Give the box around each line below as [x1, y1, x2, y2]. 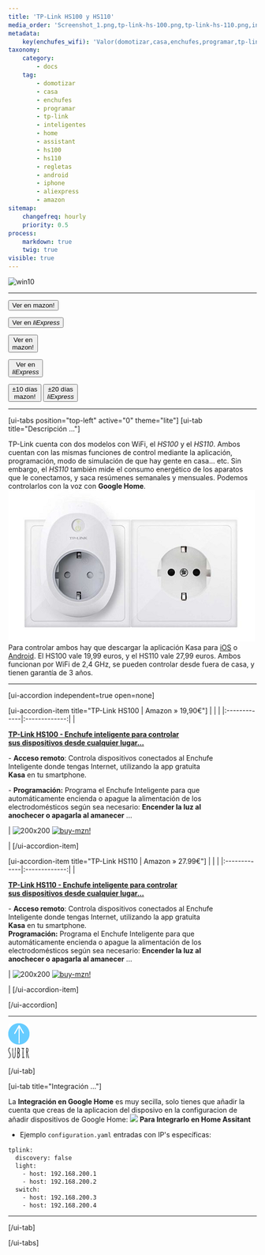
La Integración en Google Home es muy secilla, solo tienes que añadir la [8, 1097, 245, 1106]
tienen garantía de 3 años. [8, 668, 93, 677]
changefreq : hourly [22, 212, 87, 220]
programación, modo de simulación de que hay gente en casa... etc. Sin [8, 457, 242, 465]
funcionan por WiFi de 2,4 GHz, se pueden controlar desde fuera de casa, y [8, 659, 255, 669]
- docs [36, 63, 58, 71]
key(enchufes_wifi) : [22, 38, 90, 46]
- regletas [36, 163, 73, 171]
